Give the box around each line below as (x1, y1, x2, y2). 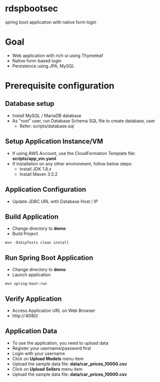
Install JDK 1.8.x (19, 166, 52, 172)
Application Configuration (5, 185, 87, 194)
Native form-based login (12, 57, 62, 64)
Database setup (5, 100, 55, 108)
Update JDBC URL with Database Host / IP (12, 198, 98, 204)
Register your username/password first (12, 345, 91, 351)
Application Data (5, 327, 57, 335)
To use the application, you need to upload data (12, 340, 109, 346)
